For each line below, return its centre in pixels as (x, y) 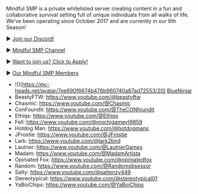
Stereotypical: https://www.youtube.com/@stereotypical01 (86, 178)
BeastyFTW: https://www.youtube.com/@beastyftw (77, 97)
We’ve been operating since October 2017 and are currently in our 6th (91, 21)
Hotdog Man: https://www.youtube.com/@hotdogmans (82, 128)
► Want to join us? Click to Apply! (47, 62)
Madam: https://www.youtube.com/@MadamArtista (77, 153)
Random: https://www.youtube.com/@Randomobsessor (83, 166)
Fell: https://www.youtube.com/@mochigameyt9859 (79, 122)
